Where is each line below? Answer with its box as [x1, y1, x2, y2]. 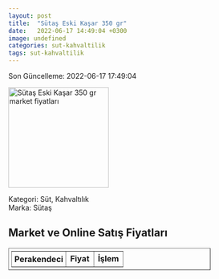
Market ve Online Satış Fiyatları [8, 226, 168, 240]
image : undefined [8, 34, 67, 43]
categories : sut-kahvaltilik [8, 42, 106, 50]
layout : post [8, 11, 52, 20]
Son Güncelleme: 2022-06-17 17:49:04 [8, 72, 137, 80]
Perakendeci [14, 253, 64, 265]
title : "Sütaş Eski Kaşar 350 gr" [8, 19, 128, 27]
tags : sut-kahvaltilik [8, 49, 84, 57]
